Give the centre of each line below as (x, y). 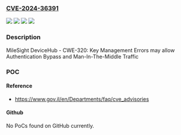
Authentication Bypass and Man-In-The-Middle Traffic (72, 56)
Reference (19, 86)
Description (23, 37)
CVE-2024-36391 (32, 8)
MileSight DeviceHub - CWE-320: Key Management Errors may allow (90, 50)
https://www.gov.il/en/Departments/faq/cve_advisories (82, 99)
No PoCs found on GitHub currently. (50, 126)
